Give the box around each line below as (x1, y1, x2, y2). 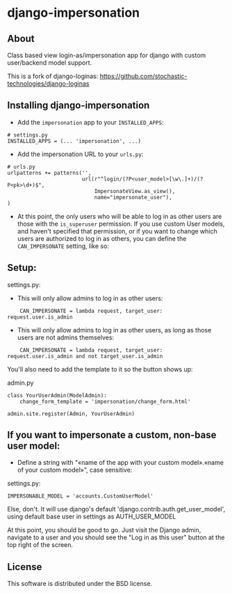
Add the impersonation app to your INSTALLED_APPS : (17, 118, 164, 126)
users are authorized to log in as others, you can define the (17, 234, 187, 242)
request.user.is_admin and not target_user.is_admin (7, 353, 163, 360)
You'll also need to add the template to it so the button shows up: (7, 364, 193, 373)
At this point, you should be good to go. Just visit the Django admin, (7, 526, 201, 534)
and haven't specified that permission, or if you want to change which (17, 226, 217, 235)
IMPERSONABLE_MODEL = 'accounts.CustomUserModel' (7, 493, 154, 500)
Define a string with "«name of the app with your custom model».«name (17, 459, 224, 467)
